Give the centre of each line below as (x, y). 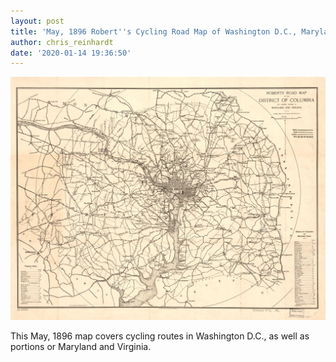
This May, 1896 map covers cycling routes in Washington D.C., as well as (160, 336)
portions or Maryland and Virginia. (81, 346)
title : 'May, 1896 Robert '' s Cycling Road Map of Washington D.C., (154, 31)
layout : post (37, 21)
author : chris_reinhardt (62, 42)
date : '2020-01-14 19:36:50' (71, 53)
